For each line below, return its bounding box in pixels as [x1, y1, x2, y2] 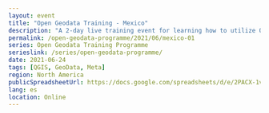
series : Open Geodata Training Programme [8, 41, 149, 49]
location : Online [8, 93, 66, 101]
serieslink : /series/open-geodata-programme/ [8, 49, 163, 56]
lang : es [8, 85, 38, 94]
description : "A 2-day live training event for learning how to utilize [8, 26, 256, 34]
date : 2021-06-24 [8, 56, 66, 64]
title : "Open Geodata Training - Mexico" [8, 19, 149, 27]
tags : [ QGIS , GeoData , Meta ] [8, 64, 106, 72]
